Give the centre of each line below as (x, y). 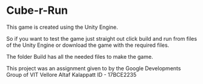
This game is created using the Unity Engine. (62, 27)
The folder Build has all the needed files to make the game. (80, 56)
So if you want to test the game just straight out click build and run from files (102, 38)
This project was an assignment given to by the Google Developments (94, 68)
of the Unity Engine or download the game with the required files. (88, 45)
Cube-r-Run (37, 10)
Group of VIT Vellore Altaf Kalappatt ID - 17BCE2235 (72, 74)
